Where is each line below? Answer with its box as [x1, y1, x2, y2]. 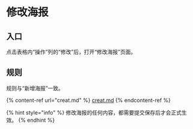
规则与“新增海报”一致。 [6, 85, 64, 92]
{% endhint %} [17, 116, 55, 124]
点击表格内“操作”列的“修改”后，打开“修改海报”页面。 [6, 49, 136, 55]
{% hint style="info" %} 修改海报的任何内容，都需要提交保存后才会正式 [6, 109, 182, 116]
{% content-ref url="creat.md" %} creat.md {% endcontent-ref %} [6, 97, 171, 104]
